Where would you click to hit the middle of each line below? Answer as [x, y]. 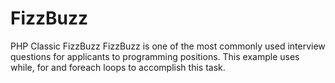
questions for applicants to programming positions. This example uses [155, 56]
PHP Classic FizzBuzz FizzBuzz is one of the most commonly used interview [168, 46]
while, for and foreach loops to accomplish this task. [118, 67]
